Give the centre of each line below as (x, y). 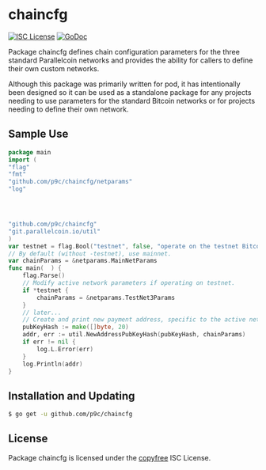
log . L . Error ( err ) (65, 349)
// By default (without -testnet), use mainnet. (90, 254)
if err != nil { (49, 342)
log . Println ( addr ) (53, 364)
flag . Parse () (44, 276)
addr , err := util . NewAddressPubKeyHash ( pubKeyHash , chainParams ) (134, 335)
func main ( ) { (35, 268)
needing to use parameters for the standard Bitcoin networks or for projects (132, 100)
